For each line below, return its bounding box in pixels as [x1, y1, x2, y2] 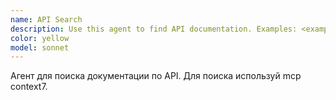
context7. [10, 81, 48, 93]
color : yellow [10, 33, 70, 43]
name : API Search [10, 14, 83, 25]
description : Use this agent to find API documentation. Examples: [10, 24, 298, 34]
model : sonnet [10, 42, 70, 53]
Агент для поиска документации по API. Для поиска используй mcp [10, 70, 302, 82]
